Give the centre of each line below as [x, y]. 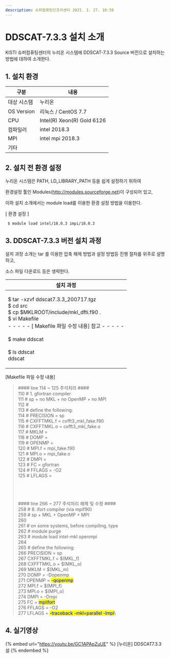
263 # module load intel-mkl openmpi [57, 537]
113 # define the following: [45, 410]
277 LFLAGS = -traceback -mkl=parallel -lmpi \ [67, 613]
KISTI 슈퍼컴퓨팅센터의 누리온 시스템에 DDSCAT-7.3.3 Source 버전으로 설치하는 [85, 52]
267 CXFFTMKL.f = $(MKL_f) [49, 559]
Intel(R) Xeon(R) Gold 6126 [73, 120]
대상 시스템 [20, 102]
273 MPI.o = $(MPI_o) [41, 591]
